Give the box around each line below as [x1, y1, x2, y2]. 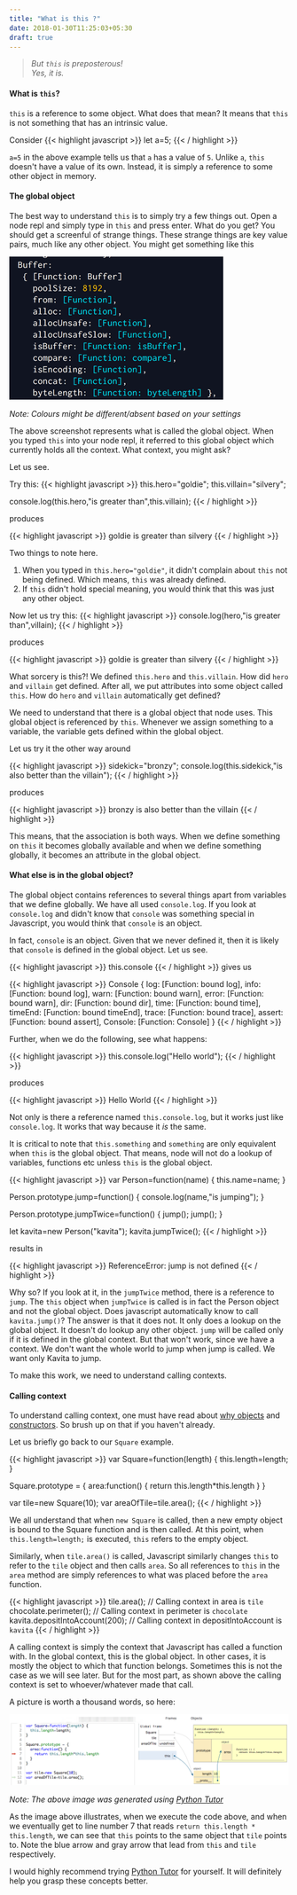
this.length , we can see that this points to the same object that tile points [9, 1830, 287, 1841]
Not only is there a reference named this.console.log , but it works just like [9, 1111, 284, 1122]
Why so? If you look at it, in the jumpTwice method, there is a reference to [9, 1287, 275, 1297]
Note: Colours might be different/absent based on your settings [9, 408, 241, 419]
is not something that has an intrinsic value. [9, 117, 168, 128]
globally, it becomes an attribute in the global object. [9, 850, 201, 860]
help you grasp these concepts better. [9, 1875, 149, 1886]
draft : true [9, 33, 53, 42]
